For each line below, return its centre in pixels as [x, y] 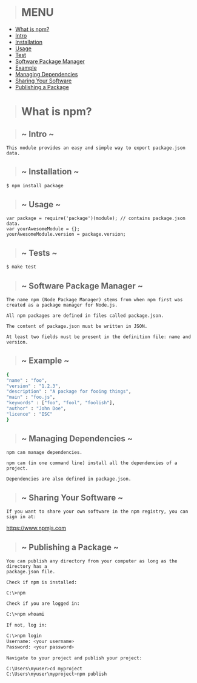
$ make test [21, 267]
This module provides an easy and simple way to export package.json [96, 148]
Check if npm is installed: [42, 582]
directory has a [27, 567]
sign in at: [21, 517]
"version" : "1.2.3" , [34, 386]
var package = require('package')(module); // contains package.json [96, 218]
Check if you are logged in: [43, 604]
